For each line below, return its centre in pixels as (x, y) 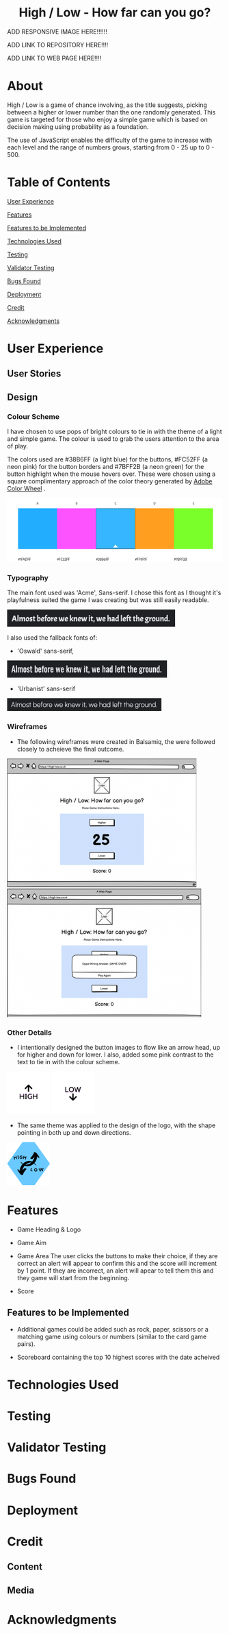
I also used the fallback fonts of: (52, 638)
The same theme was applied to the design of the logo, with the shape (116, 1125)
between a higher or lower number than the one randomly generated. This (111, 112)
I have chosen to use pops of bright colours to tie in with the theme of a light (114, 432)
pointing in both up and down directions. (74, 1132)
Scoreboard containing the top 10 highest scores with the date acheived (118, 1357)
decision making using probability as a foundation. (78, 127)
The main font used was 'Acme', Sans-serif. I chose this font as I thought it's (114, 593)
